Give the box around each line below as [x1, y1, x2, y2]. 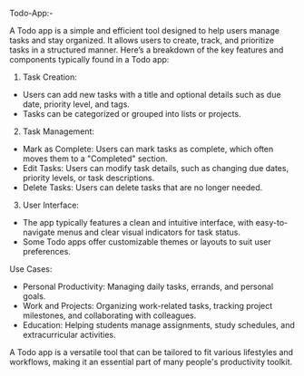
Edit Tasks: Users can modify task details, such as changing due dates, [22, 163, 289, 173]
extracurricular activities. [22, 330, 116, 340]
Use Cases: [9, 264, 53, 275]
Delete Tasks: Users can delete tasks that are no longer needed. [22, 182, 263, 193]
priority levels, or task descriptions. [22, 172, 155, 183]
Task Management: [22, 126, 95, 137]
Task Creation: [22, 72, 77, 82]
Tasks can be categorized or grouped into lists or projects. [22, 109, 242, 119]
